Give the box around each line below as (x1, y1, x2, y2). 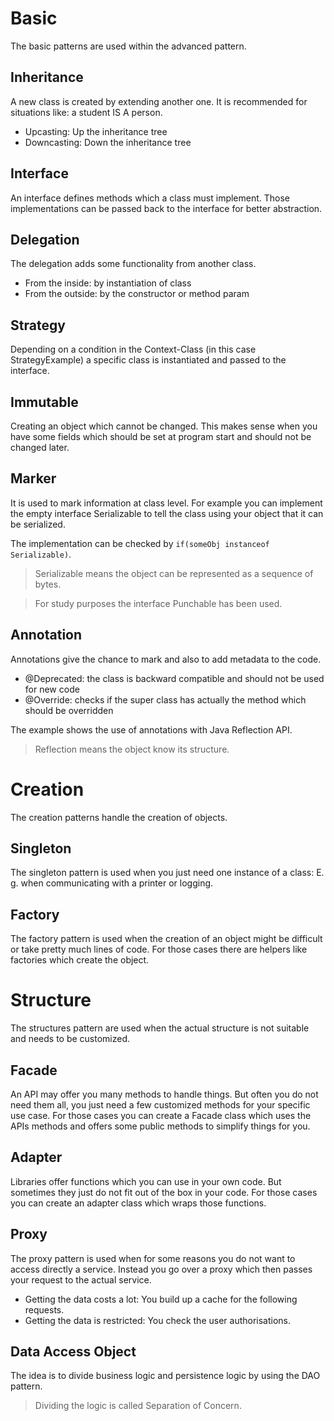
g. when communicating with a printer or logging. (10, 877, 214, 889)
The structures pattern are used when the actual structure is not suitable (10, 1022, 310, 1034)
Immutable (10, 393, 79, 411)
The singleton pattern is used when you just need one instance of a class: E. (10, 867, 325, 879)
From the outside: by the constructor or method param (24, 288, 250, 300)
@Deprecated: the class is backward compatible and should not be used (24, 672, 325, 684)
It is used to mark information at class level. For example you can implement (10, 497, 323, 509)
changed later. (10, 442, 70, 453)
